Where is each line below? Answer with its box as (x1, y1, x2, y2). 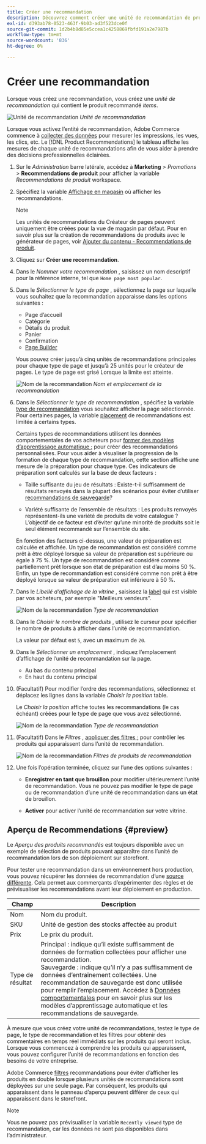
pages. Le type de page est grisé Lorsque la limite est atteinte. (15, 368, 174, 376)
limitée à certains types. (15, 418, 76, 425)
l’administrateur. (7, 1131, 48, 1138)
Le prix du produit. (40, 930, 94, 938)
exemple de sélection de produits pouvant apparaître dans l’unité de (7, 847, 178, 855)
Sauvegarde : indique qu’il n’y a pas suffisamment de (40, 963, 193, 971)
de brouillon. (24, 795, 57, 802)
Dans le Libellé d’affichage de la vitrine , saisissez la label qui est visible (15, 588, 197, 595)
